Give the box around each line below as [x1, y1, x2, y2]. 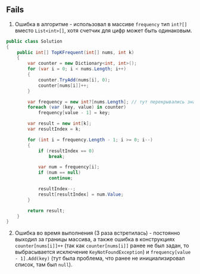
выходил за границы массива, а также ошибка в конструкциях [14, 236, 176, 243]
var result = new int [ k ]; [27, 121, 92, 127]
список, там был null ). [14, 261, 73, 268]
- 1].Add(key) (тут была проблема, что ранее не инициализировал [14, 255, 185, 262]
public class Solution [6, 38, 62, 44]
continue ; [48, 175, 73, 181]
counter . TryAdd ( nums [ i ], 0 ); [37, 77, 111, 83]
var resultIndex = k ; [27, 126, 82, 133]
